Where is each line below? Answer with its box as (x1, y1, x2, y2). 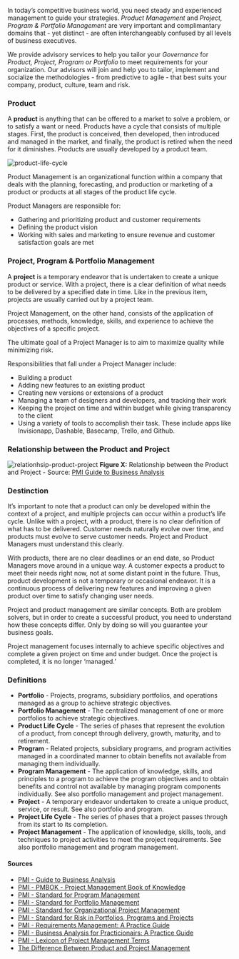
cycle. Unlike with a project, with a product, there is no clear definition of (7, 517, 221, 526)
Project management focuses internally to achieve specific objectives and (7, 642, 225, 651)
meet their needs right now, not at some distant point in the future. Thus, (7, 569, 220, 578)
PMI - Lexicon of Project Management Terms (17, 935, 150, 945)
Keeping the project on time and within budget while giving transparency (17, 403, 232, 412)
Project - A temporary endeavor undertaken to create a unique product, (17, 798, 230, 806)
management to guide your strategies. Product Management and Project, (7, 14, 223, 22)
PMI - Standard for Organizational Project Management (17, 905, 180, 914)
